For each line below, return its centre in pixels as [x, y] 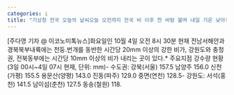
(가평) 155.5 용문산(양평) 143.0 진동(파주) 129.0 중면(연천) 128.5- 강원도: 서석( [114, 75]
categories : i [28, 14]
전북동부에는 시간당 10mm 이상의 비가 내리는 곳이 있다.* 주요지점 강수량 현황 [120, 58]
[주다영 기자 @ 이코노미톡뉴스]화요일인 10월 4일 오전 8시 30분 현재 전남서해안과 [116, 41]
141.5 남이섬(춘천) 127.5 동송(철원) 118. [69, 84]
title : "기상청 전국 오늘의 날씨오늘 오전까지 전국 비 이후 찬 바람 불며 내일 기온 [110, 20]
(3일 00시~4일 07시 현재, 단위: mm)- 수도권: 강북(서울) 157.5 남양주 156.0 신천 [115, 67]
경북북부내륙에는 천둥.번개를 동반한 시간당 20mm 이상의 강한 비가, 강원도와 [109, 49]
